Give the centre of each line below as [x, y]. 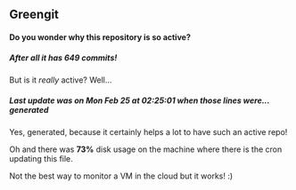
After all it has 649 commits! [63, 58]
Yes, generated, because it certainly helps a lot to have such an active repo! [148, 131]
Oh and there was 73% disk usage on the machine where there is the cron [146, 149]
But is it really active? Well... [61, 80]
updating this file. [41, 158]
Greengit [34, 15]
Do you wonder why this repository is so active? [100, 37]
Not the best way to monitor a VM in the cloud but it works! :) [121, 176]
